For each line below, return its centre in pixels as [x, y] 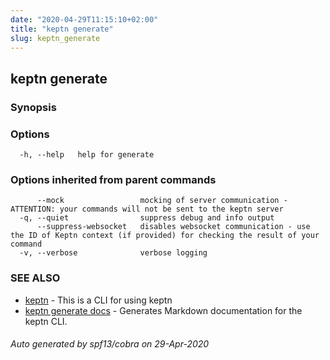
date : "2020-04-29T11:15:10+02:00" [84, 19]
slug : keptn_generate [55, 38]
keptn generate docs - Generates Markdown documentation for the [163, 310]
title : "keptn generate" [62, 29]
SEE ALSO [35, 278]
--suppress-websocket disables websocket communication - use [173, 227]
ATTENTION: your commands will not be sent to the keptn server [147, 209]
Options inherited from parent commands [113, 179]
